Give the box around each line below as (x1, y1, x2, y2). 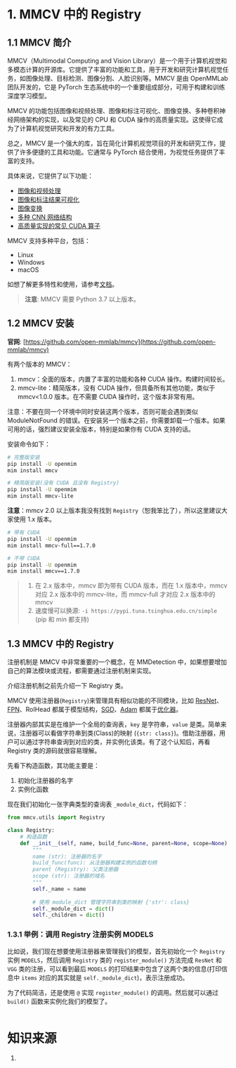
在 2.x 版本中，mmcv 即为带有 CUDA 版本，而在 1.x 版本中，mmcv (34, 581, 228, 590)
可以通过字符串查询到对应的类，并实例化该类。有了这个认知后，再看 (13, 738, 211, 746)
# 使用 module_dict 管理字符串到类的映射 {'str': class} (32, 899, 190, 906)
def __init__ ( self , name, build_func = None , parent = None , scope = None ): (20, 840, 231, 847)
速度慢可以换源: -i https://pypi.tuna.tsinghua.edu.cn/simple (34, 606, 218, 615)
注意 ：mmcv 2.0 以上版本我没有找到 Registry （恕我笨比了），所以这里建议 (7, 507, 222, 515)
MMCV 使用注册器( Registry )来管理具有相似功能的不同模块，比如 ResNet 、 (7, 696, 223, 705)
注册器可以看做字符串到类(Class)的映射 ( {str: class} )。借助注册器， (19, 729, 220, 738)
